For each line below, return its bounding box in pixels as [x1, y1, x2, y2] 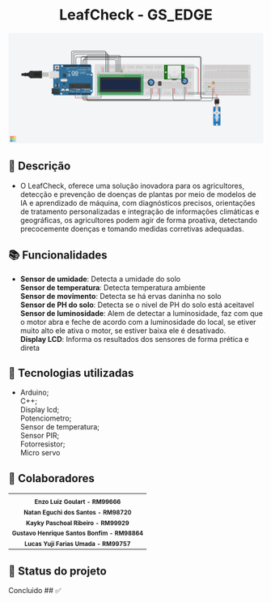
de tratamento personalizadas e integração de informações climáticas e [19, 207, 260, 216]
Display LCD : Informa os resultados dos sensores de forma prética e [19, 334, 249, 344]
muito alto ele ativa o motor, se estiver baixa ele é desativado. [19, 326, 227, 335]
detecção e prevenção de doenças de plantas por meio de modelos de [19, 189, 256, 199]
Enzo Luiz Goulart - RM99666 [34, 497, 121, 506]
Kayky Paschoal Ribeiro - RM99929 [25, 519, 129, 527]
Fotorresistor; [19, 439, 66, 449]
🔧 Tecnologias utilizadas [8, 366, 134, 380]
